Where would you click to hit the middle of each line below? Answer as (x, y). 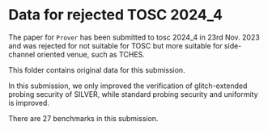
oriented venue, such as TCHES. (91, 54)
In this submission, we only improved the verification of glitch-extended (128, 86)
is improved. (29, 103)
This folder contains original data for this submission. (97, 69)
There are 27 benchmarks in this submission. (83, 118)
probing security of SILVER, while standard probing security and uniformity (133, 94)
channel (22, 54)
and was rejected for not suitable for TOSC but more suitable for (115, 45)
